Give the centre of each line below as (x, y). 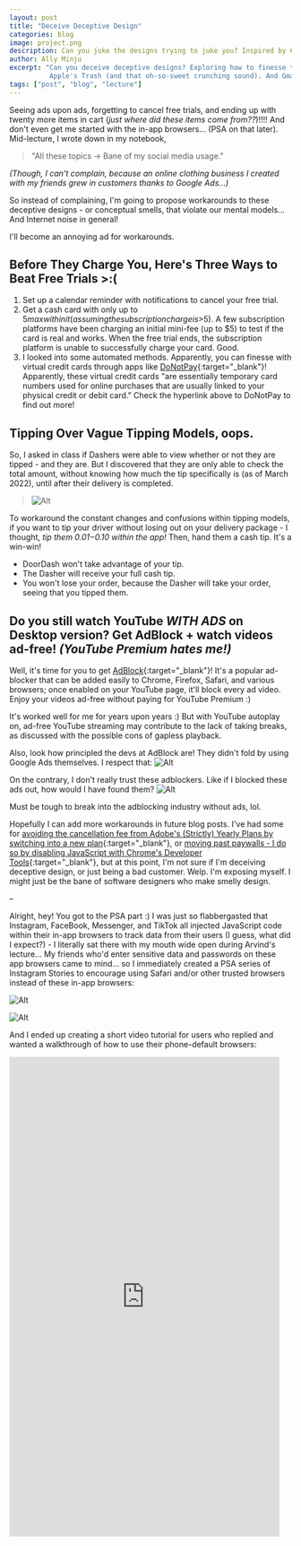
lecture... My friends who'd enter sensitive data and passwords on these (143, 954)
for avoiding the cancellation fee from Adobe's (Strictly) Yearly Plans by (142, 834)
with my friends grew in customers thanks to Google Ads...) (119, 182)
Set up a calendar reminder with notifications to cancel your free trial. (150, 300)
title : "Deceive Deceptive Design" (76, 26)
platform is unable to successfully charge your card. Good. (131, 348)
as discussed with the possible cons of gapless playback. (116, 735)
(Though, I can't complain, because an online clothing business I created (144, 173)
